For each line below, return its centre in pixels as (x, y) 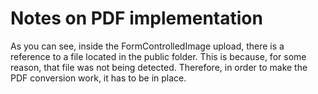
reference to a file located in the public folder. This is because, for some (158, 56)
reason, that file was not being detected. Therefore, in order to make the (159, 67)
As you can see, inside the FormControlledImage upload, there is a (147, 46)
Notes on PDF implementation (136, 18)
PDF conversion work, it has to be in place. (98, 78)
